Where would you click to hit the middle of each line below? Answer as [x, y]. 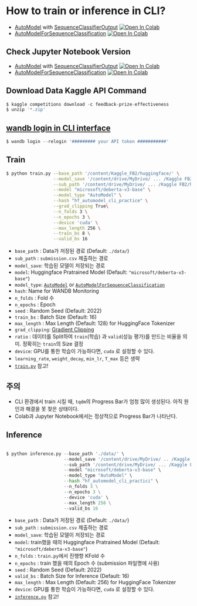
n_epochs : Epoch [35, 304]
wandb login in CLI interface [58, 128]
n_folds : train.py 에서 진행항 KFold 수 [60, 556]
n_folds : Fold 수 [34, 298]
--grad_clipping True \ [81, 206]
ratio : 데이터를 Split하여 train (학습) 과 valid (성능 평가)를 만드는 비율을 [98, 337]
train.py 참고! [31, 366]
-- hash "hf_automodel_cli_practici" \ [111, 481]
